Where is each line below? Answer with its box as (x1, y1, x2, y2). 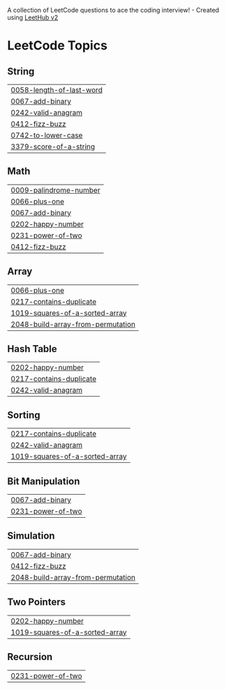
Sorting (7, 409, 40, 421)
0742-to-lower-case (10, 130, 83, 140)
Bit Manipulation (7, 475, 80, 487)
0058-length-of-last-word (10, 85, 103, 95)
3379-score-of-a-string (10, 142, 96, 151)
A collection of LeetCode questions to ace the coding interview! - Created (7, 6, 220, 14)
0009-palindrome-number (10, 185, 100, 194)
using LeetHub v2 (7, 13, 59, 22)
